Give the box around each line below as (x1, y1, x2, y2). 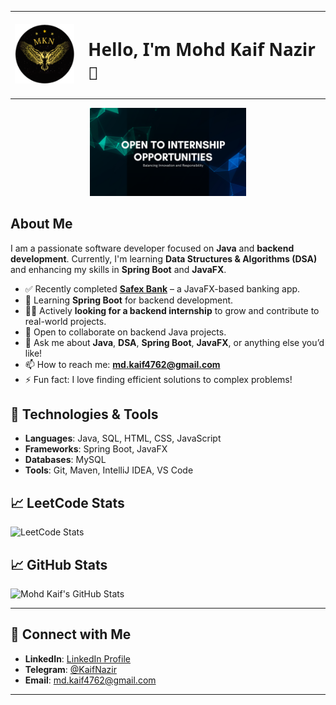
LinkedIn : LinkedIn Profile (24, 652, 131, 665)
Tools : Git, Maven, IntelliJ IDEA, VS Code (24, 464, 194, 476)
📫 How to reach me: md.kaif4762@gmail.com (24, 358, 221, 370)
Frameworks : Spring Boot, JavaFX (24, 443, 168, 455)
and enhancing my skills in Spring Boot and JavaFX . (10, 263, 227, 275)
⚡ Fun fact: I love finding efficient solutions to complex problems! (24, 373, 293, 385)
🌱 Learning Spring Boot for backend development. (24, 294, 234, 306)
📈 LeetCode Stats (10, 494, 125, 511)
